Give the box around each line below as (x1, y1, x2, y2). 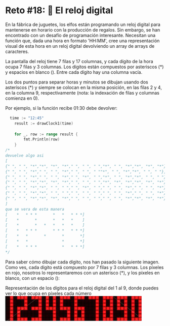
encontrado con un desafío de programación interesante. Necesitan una (5, 32, 156, 38)
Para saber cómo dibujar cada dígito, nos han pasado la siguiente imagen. (5, 259, 160, 265)
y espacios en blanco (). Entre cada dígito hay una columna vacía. (5, 69, 143, 75)
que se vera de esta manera (5, 206, 65, 212)
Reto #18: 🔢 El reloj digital (5, 5, 113, 16)
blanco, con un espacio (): (5, 275, 60, 281)
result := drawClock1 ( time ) (14, 121, 73, 126)
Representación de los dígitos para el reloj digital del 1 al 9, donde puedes (5, 285, 159, 291)
